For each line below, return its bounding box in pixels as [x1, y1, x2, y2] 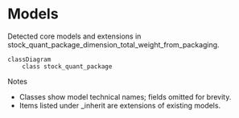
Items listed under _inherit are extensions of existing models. [19, 100, 221, 110]
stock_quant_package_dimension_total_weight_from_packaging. [7, 39, 220, 49]
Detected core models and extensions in [7, 31, 142, 41]
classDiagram [7, 55, 52, 63]
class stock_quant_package [22, 62, 113, 71]
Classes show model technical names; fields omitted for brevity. [19, 92, 232, 101]
